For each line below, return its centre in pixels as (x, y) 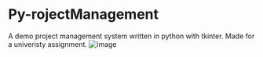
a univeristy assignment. (48, 44)
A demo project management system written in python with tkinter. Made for (131, 36)
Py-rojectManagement (84, 14)
